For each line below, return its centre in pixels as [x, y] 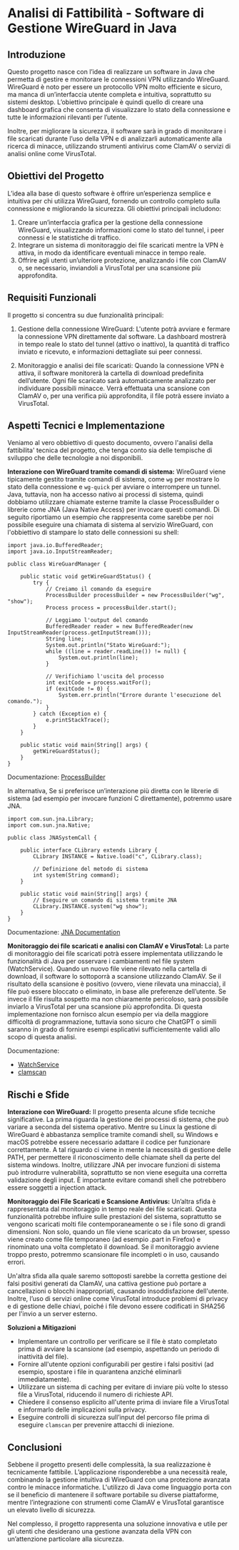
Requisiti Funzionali [52, 298]
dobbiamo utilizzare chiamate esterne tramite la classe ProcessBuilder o [113, 502]
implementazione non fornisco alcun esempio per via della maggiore [108, 1014]
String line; [65, 639]
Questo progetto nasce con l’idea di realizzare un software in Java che [111, 72]
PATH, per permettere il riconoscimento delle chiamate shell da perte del [114, 1158]
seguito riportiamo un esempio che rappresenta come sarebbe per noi [111, 517]
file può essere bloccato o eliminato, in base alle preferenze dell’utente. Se [117, 991]
